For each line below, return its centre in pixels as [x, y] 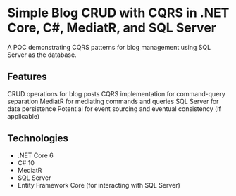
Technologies [38, 138]
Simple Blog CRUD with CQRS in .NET [118, 13]
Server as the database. [42, 55]
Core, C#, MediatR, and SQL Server [112, 28]
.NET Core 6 [36, 155]
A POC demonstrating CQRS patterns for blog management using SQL [109, 47]
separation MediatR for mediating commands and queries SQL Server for [113, 101]
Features [27, 77]
